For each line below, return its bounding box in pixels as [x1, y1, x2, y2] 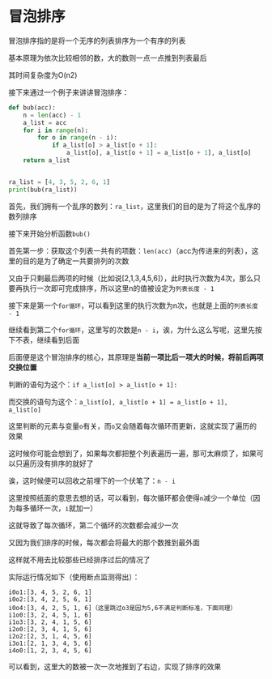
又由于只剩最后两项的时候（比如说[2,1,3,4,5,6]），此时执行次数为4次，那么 [8, 273, 254, 283]
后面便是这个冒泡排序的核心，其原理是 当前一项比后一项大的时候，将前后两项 [8, 352, 264, 361]
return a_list [23, 156, 70, 164]
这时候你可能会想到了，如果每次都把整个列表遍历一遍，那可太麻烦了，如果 [8, 448, 257, 458]
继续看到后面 [36, 335, 79, 344]
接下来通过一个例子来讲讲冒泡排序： [8, 87, 130, 97]
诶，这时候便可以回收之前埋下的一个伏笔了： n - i [8, 476, 176, 485]
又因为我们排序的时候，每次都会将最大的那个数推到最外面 [8, 537, 200, 547]
